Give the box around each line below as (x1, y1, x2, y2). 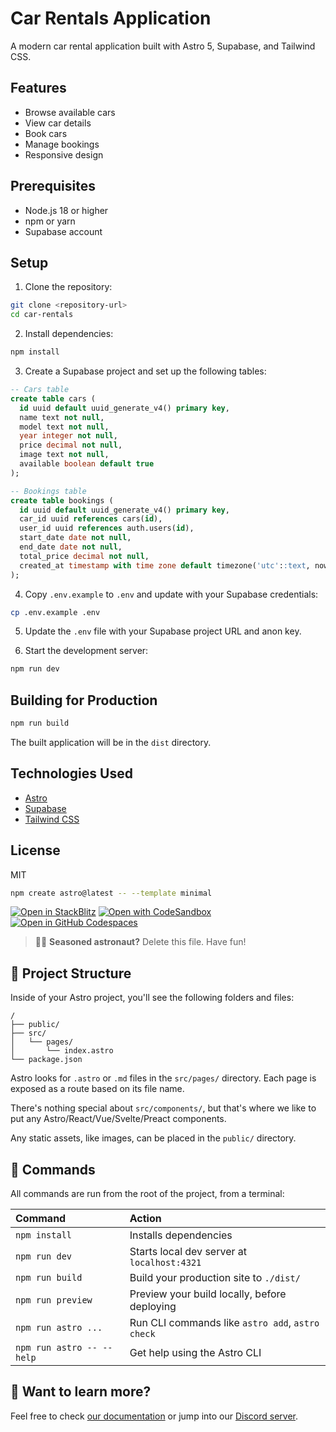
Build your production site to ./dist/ (129, 1271, 301, 1285)
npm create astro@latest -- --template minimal (10, 888, 213, 898)
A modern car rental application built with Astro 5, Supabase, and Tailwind (10, 40, 316, 52)
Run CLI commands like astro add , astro (129, 1316, 320, 1330)
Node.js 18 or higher (24, 204, 109, 216)
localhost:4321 (129, 1257, 202, 1269)
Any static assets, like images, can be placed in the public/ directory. (10, 1132, 297, 1144)
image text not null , (19, 450, 110, 460)
